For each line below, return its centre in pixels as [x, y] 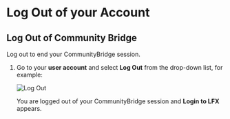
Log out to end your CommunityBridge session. [73, 54]
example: [29, 75]
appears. [29, 108]
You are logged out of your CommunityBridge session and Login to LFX [118, 101]
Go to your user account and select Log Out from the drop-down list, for [119, 67]
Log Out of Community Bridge [72, 38]
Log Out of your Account [78, 13]
